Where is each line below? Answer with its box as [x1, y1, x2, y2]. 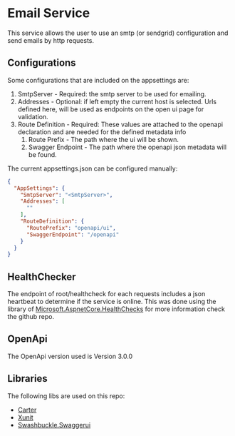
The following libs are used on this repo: [7, 391, 125, 400]
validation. [17, 112, 48, 121]
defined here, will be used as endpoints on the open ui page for [17, 105, 204, 113]
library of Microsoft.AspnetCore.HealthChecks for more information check [7, 305, 226, 313]
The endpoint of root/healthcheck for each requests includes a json [7, 290, 206, 298]
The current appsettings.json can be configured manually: [7, 164, 178, 173]
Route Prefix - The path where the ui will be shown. [28, 135, 179, 143]
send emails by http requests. [7, 36, 95, 44]
